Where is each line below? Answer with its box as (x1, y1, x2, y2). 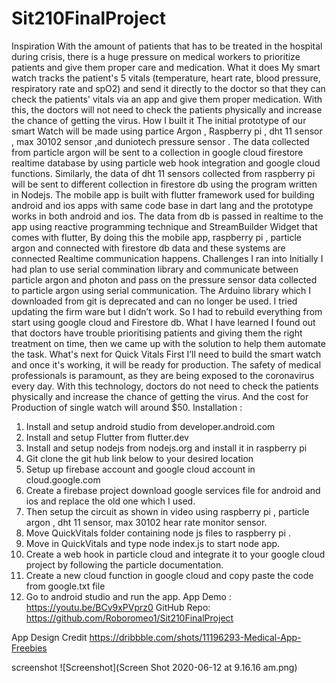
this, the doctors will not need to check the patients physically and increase (11, 103, 323, 116)
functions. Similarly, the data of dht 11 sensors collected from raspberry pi (11, 167, 316, 179)
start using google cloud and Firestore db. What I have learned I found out (11, 316, 316, 328)
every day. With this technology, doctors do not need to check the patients (11, 380, 319, 392)
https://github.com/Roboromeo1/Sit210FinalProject (25, 612, 234, 624)
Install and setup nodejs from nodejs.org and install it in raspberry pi (25, 442, 308, 454)
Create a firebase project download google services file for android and (25, 484, 321, 496)
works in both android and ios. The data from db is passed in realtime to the (11, 210, 324, 222)
